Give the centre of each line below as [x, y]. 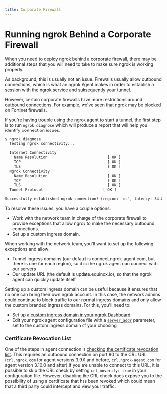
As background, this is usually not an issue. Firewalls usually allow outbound [83, 79]
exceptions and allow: [27, 249]
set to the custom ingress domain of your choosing [64, 326]
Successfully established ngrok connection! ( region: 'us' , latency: [79, 199]
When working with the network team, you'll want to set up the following [79, 244]
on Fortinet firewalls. [26, 110]
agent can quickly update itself [44, 280]
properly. [14, 69]
